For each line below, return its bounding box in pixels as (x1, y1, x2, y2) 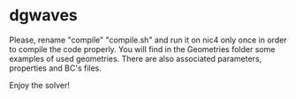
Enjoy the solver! (9, 80, 71, 90)
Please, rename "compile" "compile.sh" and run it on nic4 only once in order (9, 34, 287, 45)
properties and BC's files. (9, 63, 102, 73)
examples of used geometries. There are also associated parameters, (9, 53, 262, 64)
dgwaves (9, 5, 78, 26)
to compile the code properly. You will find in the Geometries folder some (9, 43, 276, 54)
